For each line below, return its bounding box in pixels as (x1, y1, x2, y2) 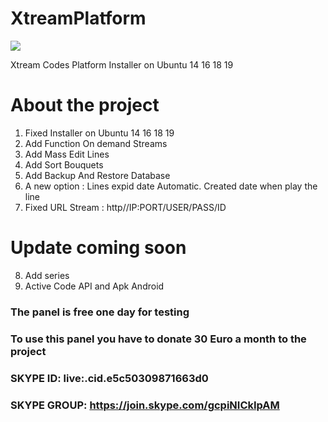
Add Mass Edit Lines (24, 148, 110, 160)
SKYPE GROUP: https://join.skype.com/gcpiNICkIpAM (10, 398, 280, 412)
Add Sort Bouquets (24, 158, 104, 171)
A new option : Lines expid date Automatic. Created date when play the (24, 180, 318, 192)
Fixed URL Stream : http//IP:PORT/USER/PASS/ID (24, 201, 227, 213)
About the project (10, 94, 160, 117)
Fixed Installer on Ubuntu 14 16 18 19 (24, 127, 175, 139)
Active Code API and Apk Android (24, 280, 165, 292)
